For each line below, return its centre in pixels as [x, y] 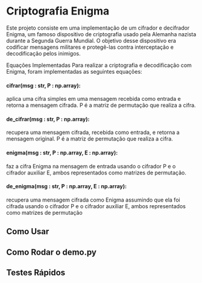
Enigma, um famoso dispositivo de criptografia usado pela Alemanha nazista [101, 34]
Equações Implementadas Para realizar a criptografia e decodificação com [99, 65]
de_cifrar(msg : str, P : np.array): [48, 119]
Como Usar [28, 231]
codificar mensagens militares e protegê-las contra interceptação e [90, 47]
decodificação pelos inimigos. [43, 53]
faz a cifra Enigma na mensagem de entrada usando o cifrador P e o [91, 166]
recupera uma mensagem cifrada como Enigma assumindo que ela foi [93, 200]
